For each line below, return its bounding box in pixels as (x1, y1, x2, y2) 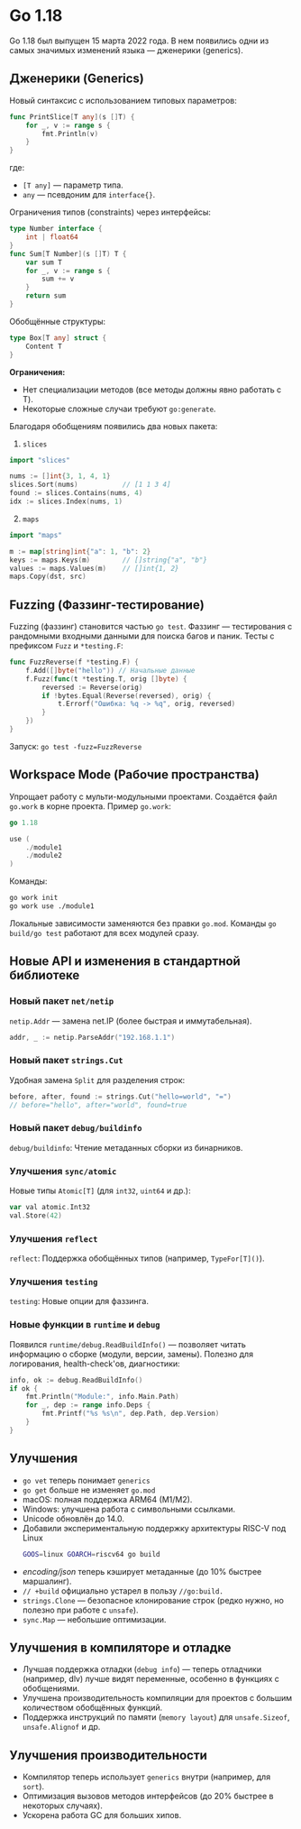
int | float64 (25, 233, 78, 242)
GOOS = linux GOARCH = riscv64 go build (22, 1549, 160, 1558)
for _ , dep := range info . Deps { (25, 1401, 151, 1410)
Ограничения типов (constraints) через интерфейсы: (9, 207, 212, 217)
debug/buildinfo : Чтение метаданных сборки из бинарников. (9, 1142, 243, 1153)
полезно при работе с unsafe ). (22, 1604, 139, 1615)
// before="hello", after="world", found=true (9, 1100, 187, 1109)
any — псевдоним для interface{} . (22, 189, 156, 200)
